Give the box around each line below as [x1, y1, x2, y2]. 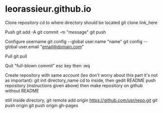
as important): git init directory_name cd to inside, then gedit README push [5, 77, 156, 83]
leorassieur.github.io [5, 3, 91, 15]
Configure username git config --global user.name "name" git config [5, 38, 143, 45]
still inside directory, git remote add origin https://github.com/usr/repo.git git [5, 97, 158, 103]
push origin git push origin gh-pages [5, 102, 79, 108]
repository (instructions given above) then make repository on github [5, 82, 143, 89]
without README [5, 88, 39, 93]
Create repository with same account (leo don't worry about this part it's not [5, 72, 158, 78]
